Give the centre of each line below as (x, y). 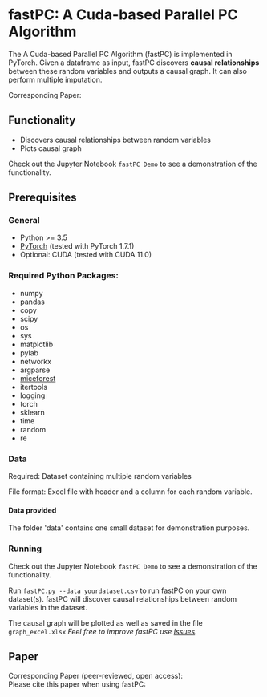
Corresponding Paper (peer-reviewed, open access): (95, 676)
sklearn (32, 412)
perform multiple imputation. (55, 79)
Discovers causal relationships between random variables (115, 140)
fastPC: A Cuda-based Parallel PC (123, 15)
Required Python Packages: (63, 276)
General (24, 221)
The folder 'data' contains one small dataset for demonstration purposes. (129, 528)
